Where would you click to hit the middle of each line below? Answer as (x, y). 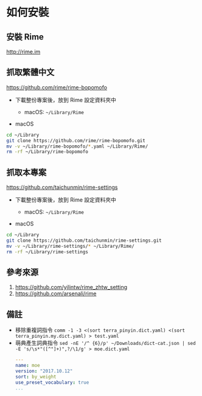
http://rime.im (23, 52)
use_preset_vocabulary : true (52, 382)
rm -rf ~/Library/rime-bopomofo (47, 152)
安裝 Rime (25, 37)
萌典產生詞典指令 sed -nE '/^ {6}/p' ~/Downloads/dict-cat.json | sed (105, 343)
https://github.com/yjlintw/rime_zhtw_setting (71, 287)
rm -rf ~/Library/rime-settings (47, 252)
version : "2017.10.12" (44, 371)
